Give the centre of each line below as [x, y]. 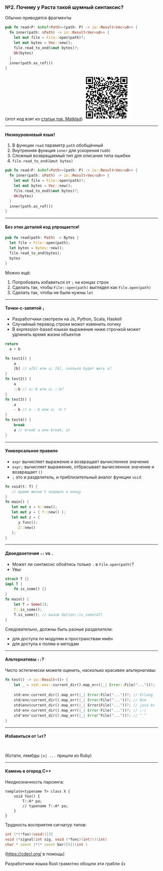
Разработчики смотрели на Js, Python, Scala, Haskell [67, 319]
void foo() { [27, 796]
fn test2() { [18, 379]
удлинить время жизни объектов [46, 334]
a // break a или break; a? [42, 430]
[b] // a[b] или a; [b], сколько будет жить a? [63, 369]
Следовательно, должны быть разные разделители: [59, 629]
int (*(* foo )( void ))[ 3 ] [29, 835]
